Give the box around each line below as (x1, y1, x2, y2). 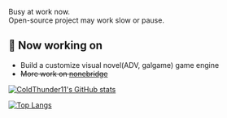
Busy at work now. (8, 7, 71, 16)
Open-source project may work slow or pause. (8, 15, 165, 25)
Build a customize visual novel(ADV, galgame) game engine (20, 60, 220, 70)
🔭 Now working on (8, 39, 103, 53)
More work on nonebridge (20, 69, 108, 78)
